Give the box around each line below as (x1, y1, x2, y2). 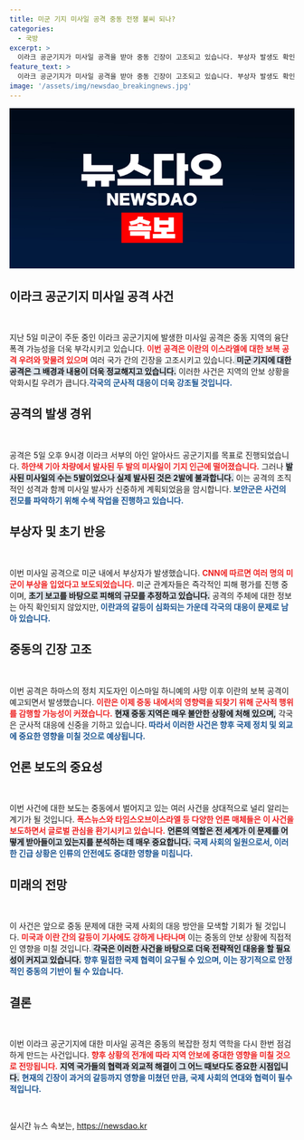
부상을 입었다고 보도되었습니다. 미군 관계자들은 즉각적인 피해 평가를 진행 (25, 578, 280, 589)
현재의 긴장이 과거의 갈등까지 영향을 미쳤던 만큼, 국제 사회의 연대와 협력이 (21, 1072, 277, 1083)
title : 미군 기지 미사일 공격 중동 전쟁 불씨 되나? (9, 14, 176, 24)
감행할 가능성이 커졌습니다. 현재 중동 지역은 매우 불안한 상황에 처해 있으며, (18, 708, 277, 719)
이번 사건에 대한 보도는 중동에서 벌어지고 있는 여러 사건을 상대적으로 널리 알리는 (9, 803, 290, 814)
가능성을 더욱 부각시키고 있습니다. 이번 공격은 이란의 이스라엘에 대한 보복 (25, 343, 280, 354)
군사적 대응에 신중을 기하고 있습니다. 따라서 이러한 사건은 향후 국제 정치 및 (18, 719, 277, 729)
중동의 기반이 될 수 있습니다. (25, 966, 124, 977)
